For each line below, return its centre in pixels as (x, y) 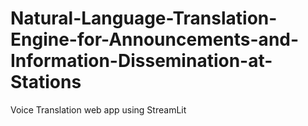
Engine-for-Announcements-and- (155, 39)
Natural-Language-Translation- (144, 18)
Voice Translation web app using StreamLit (98, 109)
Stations (46, 82)
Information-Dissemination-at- (141, 61)
